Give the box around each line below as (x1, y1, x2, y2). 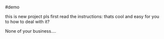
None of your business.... (5, 28, 57, 34)
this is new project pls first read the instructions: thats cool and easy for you (5, 14, 160, 19)
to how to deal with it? (5, 19, 50, 24)
